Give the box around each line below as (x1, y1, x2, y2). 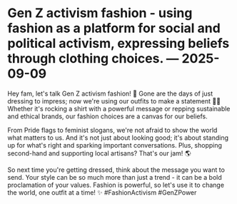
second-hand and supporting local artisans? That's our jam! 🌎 (7, 148, 191, 158)
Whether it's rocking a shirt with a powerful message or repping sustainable (7, 104, 231, 113)
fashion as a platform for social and (7, 20, 221, 36)
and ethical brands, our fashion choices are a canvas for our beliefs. (7, 112, 208, 121)
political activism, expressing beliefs (7, 36, 230, 51)
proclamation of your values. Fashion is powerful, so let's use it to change (7, 180, 225, 189)
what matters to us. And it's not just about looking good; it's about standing (7, 133, 229, 142)
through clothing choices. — (7, 51, 179, 67)
